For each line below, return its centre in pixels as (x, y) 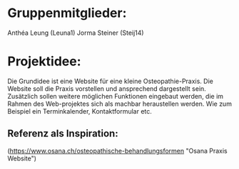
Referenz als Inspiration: (63, 134)
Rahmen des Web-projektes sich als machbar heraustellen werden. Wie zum (119, 104)
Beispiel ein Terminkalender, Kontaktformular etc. (80, 111)
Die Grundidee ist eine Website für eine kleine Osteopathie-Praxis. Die (111, 81)
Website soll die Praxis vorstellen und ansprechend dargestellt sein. (107, 88)
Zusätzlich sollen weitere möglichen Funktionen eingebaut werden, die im (115, 96)
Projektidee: (44, 61)
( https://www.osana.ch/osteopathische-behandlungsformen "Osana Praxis (117, 151)
